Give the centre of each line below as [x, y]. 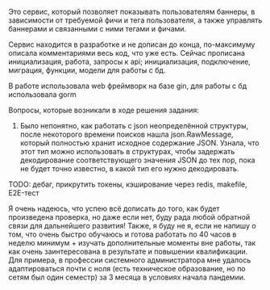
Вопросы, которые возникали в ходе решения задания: [104, 110]
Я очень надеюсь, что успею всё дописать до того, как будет [114, 208]
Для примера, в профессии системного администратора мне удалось [130, 260]
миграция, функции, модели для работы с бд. [87, 70]
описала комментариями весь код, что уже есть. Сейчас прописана [127, 53]
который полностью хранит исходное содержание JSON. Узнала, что [139, 143]
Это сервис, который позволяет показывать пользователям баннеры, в [132, 12]
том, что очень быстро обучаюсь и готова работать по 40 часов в [123, 234]
